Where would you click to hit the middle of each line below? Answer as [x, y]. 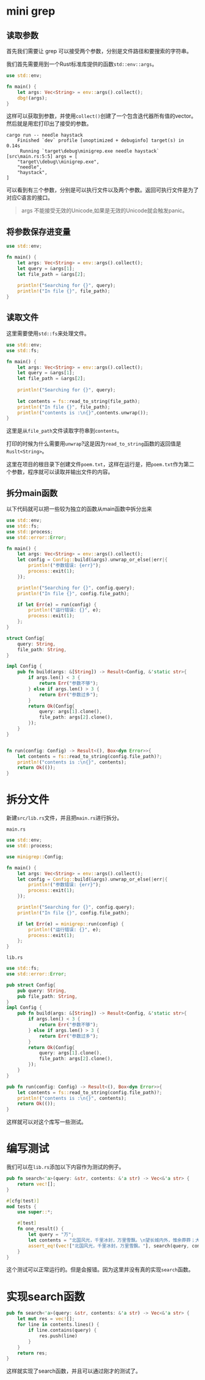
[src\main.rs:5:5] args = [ [42, 157]
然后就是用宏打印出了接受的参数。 [49, 124]
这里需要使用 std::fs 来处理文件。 [48, 333]
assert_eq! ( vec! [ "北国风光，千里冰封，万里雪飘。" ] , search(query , [109, 1246]
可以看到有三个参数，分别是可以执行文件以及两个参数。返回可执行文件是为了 [103, 190]
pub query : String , [42, 991]
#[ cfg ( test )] [23, 1201]
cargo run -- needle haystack [45, 135]
